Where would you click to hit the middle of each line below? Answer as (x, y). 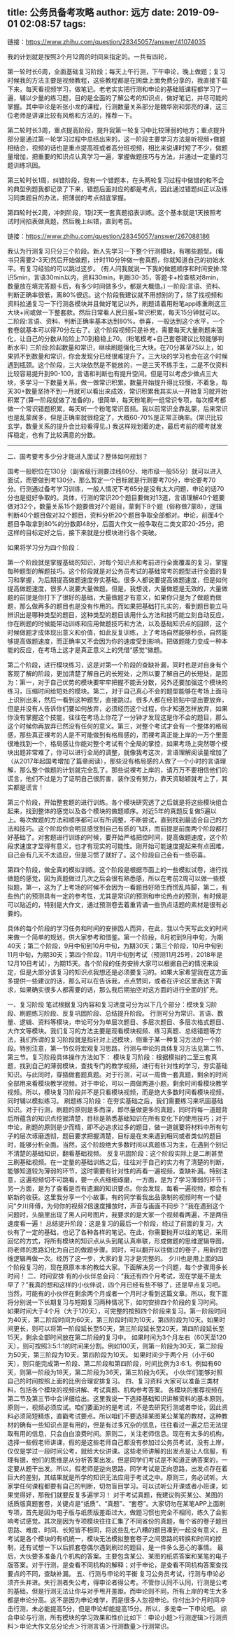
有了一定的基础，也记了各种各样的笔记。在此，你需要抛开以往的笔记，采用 (120, 1232)
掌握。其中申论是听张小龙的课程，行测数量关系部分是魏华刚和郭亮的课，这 (114, 106)
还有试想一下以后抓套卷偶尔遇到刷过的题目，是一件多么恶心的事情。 (117, 1547)
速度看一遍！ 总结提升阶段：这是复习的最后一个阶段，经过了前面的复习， (112, 1223)
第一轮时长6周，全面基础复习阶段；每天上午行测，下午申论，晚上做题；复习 (116, 71)
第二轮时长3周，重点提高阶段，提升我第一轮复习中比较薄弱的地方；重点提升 (116, 130)
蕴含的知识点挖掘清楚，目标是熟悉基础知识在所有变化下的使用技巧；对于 (123, 1118)
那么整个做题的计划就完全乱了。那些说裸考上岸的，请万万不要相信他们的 (123, 770)
